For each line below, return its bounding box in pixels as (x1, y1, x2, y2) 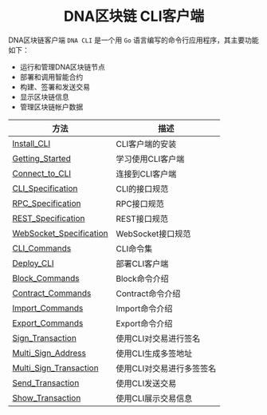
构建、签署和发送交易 (19, 81, 90, 92)
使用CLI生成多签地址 (116, 348, 193, 359)
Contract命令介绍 (116, 288, 181, 299)
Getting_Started (12, 152, 72, 164)
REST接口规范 (116, 213, 169, 224)
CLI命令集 (116, 243, 153, 254)
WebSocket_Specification (12, 227, 108, 239)
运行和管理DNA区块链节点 (19, 61, 106, 72)
